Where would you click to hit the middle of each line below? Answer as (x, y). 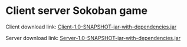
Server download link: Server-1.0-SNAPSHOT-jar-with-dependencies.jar (93, 38)
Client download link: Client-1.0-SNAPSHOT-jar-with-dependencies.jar (91, 27)
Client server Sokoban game (77, 11)
